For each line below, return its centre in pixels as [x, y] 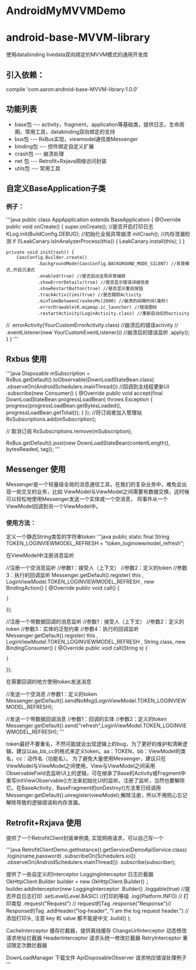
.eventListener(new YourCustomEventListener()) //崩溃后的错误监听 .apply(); [98, 333]
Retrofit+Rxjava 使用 [44, 823]
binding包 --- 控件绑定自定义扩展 [54, 146]
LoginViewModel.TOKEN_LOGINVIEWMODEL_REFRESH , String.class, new [96, 642]
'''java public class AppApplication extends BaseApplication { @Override [94, 220]
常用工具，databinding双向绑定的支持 [70, 132]
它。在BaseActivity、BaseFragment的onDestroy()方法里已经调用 [84, 788]
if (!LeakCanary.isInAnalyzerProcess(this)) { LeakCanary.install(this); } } [99, 241]
